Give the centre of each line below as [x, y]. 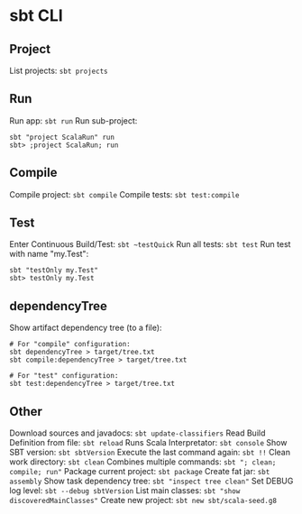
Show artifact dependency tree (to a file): [86, 328]
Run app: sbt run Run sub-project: [73, 120]
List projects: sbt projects [59, 70]
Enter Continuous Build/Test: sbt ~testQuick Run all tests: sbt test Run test [150, 244]
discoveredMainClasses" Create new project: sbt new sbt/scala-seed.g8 [143, 500]
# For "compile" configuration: [70, 344]
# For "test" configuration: [64, 376]
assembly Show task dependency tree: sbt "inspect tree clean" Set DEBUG [151, 481]
